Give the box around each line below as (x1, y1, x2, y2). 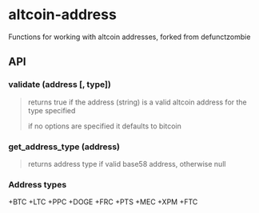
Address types (8, 179, 67, 190)
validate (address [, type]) (8, 79, 112, 90)
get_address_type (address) (8, 141, 121, 152)
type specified (27, 105, 76, 115)
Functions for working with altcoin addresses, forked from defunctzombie (8, 32, 251, 41)
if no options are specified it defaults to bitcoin (27, 121, 181, 131)
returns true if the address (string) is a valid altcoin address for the (27, 97, 248, 107)
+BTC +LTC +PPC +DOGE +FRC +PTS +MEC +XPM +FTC (8, 197, 198, 207)
